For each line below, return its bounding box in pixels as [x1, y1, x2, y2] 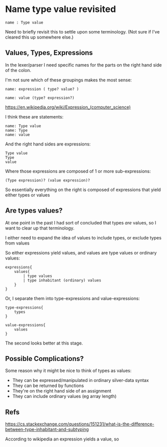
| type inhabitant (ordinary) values [23, 277, 101, 283]
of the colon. [5, 67, 31, 73]
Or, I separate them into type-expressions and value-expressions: [5, 295, 140, 301]
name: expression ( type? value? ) [5, 86, 79, 91]
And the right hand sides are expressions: [5, 141, 91, 147]
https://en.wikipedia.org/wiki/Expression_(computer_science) [5, 104, 131, 110]
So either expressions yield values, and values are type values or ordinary [5, 249, 157, 255]
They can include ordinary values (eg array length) [12, 393, 117, 399]
